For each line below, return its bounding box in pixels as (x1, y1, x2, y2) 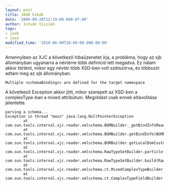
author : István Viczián (5, 21, 55, 27)
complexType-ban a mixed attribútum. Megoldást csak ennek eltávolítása (5, 94, 157, 100)
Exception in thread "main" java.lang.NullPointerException (5, 114, 134, 119)
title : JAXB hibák (5, 12, 44, 17)
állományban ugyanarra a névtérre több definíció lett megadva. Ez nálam (5, 59, 156, 66)
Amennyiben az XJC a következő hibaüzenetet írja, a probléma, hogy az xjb (5, 54, 162, 60)
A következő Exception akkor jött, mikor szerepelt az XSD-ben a (5, 89, 138, 95)
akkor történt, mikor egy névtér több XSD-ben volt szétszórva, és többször (5, 65, 160, 71)
